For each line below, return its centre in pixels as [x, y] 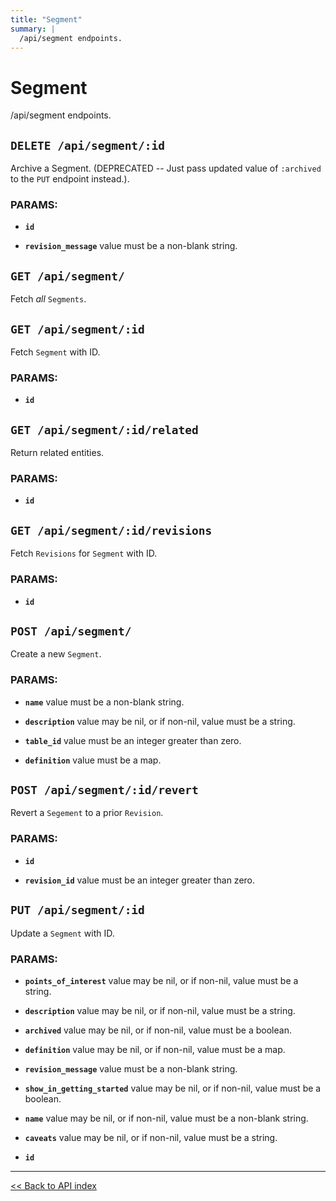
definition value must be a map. [93, 760]
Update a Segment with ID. [62, 933]
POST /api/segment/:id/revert [104, 790]
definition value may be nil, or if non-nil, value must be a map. [155, 1049]
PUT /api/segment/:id [77, 910]
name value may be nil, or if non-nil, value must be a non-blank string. [166, 1118]
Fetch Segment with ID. [55, 352]
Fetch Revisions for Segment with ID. [84, 553]
